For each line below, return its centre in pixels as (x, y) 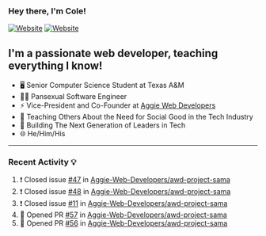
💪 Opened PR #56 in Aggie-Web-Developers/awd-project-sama (123, 223)
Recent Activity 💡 (42, 162)
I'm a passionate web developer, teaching (113, 53)
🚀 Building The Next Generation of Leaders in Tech (103, 125)
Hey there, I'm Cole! (47, 11)
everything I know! (55, 65)
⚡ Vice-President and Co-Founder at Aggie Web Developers (118, 105)
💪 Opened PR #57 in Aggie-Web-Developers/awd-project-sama (123, 215)
